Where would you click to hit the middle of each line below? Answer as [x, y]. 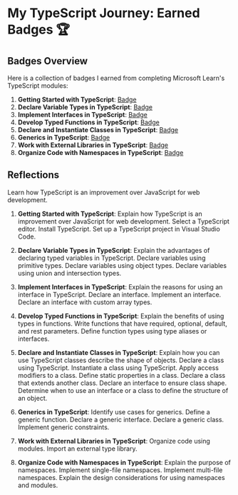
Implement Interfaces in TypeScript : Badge [82, 115]
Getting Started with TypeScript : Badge [77, 99]
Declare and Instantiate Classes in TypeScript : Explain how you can [119, 352]
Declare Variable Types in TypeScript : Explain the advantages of [114, 250]
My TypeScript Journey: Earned [104, 13]
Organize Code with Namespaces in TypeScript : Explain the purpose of [124, 462]
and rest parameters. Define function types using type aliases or [112, 331]
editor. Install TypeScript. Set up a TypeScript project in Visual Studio [119, 229]
